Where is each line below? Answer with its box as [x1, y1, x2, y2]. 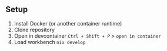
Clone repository [14, 26, 55, 33]
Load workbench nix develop [14, 38, 86, 45]
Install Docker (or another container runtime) [14, 20, 122, 27]
